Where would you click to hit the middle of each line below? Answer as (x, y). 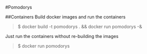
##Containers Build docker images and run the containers (65, 17)
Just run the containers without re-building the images (62, 36)
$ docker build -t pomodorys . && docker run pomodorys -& (80, 26)
